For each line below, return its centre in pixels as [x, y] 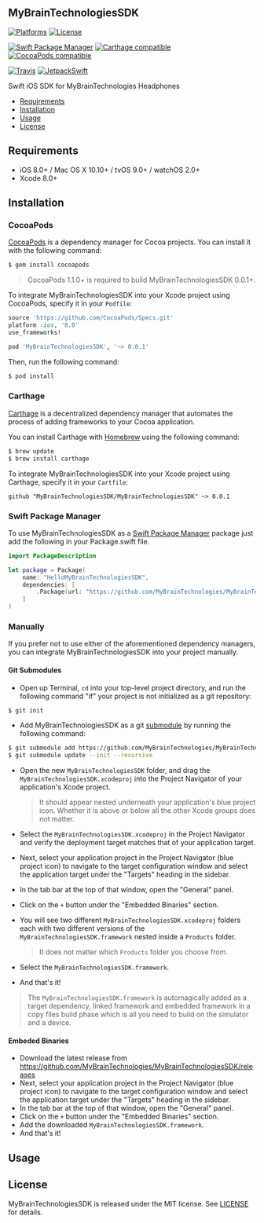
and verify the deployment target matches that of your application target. [137, 843]
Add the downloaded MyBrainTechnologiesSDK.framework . [112, 1125]
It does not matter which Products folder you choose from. [133, 952]
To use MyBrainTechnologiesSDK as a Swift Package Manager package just [131, 533]
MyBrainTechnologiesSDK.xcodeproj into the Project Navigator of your [130, 779]
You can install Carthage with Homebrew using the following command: [124, 437]
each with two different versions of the [82, 928]
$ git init [26, 710]
